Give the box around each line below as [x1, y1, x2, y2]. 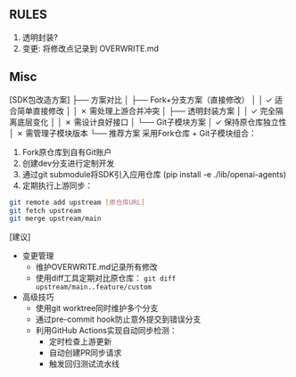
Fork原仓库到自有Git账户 [21, 146, 112, 157]
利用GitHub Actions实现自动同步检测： [35, 325, 177, 336]
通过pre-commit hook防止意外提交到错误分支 [35, 314, 201, 324]
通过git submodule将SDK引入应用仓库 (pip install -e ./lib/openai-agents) [21, 168, 287, 179]
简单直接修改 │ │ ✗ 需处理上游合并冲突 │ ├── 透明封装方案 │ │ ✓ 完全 [16, 105, 276, 116]
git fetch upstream [9, 206, 82, 215]
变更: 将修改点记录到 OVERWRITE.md [21, 43, 159, 53]
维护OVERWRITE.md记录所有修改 [35, 262, 158, 273]
